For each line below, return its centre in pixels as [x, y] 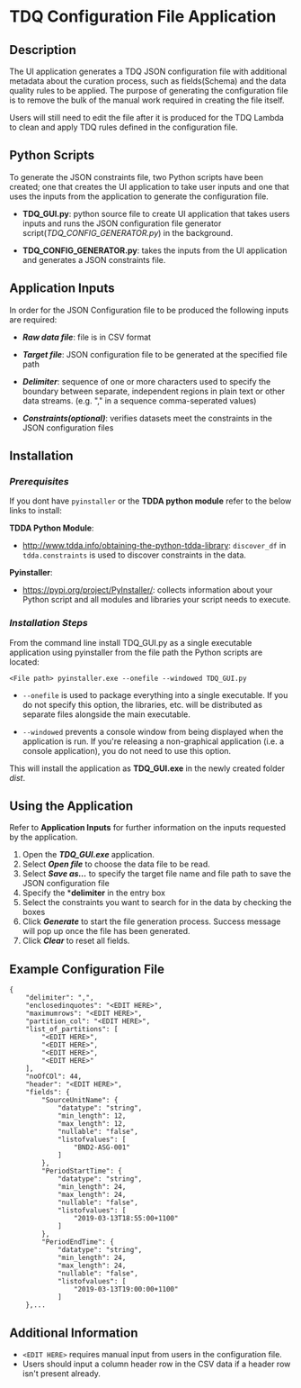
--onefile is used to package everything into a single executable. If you [155, 694]
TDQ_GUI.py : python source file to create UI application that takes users [156, 213]
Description [43, 50]
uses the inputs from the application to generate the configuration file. [139, 196]
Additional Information [74, 1333]
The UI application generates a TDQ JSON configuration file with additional [148, 71]
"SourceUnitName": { [80, 1101]
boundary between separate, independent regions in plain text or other [154, 391]
